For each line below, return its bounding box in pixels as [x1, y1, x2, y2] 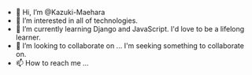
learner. [15, 32, 41, 42]
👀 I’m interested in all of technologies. [15, 16, 138, 25]
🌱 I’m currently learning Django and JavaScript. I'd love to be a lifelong [15, 24, 245, 33]
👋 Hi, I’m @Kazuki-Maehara [15, 8, 106, 17]
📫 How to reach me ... [15, 58, 89, 67]
